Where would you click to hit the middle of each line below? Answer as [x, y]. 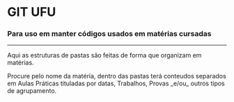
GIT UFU [32, 12]
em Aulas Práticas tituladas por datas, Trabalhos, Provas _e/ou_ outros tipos [116, 83]
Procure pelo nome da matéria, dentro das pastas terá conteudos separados [117, 76]
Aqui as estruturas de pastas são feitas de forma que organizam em [104, 56]
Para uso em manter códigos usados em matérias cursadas [109, 34]
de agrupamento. [32, 91]
